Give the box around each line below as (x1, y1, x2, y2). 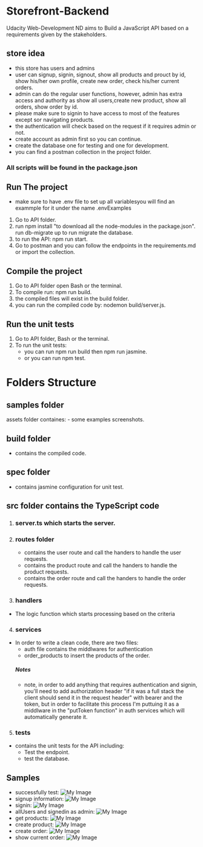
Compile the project (6, 266, 83, 276)
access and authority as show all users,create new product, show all (15, 96, 187, 104)
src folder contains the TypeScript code (6, 501, 159, 511)
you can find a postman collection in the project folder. (15, 148, 151, 155)
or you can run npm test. (24, 355, 86, 362)
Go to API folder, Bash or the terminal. (15, 335, 110, 343)
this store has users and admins (15, 64, 95, 72)
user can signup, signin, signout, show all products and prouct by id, (15, 71, 186, 78)
